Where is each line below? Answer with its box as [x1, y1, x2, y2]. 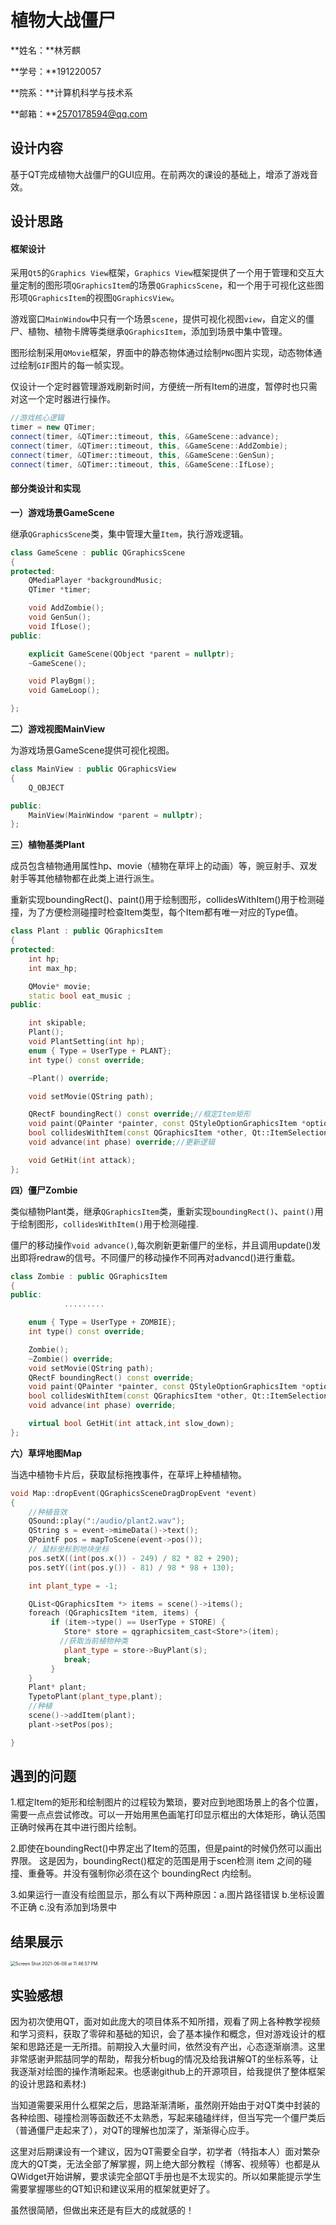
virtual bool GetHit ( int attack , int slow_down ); [28, 1419, 235, 1429]
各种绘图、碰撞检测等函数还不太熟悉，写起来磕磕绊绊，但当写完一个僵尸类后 [10, 2112, 326, 2124]
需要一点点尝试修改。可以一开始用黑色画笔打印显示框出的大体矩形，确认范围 [10, 1809, 326, 1821]
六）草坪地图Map [10, 1447, 82, 1459]
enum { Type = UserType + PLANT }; [28, 1046, 172, 1056]
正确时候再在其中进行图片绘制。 [10, 1821, 142, 1833]
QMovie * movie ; [28, 981, 92, 991]
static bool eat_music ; [28, 991, 132, 1001]
